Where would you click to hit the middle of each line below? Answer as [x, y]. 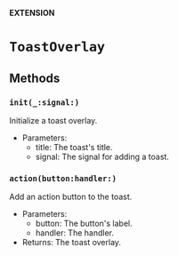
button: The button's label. [84, 224]
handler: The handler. [74, 233]
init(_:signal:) [44, 102]
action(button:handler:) [63, 178]
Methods [35, 78]
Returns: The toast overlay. [72, 243]
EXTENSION [32, 13]
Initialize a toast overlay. [53, 120]
